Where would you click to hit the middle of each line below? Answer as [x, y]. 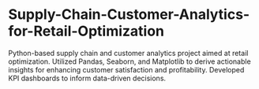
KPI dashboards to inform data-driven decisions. [87, 78]
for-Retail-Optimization [86, 31]
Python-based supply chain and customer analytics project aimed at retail [128, 53]
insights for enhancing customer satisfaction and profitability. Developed [126, 69]
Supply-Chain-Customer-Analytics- [129, 15]
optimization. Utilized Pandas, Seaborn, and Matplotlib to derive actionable [129, 61]
